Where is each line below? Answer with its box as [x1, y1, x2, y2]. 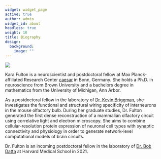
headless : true [5, 26, 36, 31]
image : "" [14, 48, 34, 53]
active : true [5, 12, 32, 17]
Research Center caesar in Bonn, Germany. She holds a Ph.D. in [24, 77, 154, 82]
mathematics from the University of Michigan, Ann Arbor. [5, 87, 121, 93]
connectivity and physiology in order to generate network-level [5, 128, 133, 134]
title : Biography [5, 35, 41, 40]
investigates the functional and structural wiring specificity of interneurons [5, 102, 157, 108]
